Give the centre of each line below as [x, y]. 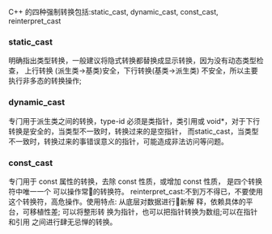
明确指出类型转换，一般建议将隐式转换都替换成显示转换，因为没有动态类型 [132, 61]
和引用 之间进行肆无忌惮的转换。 [63, 222]
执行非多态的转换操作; [45, 81]
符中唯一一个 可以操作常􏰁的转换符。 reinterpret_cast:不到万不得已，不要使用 [136, 191]
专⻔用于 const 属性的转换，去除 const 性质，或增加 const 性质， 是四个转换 [136, 181]
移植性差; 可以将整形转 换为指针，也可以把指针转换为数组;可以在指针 [144, 211]
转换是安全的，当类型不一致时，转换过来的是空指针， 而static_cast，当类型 [134, 131]
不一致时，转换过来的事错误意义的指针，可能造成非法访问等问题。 [118, 141]
